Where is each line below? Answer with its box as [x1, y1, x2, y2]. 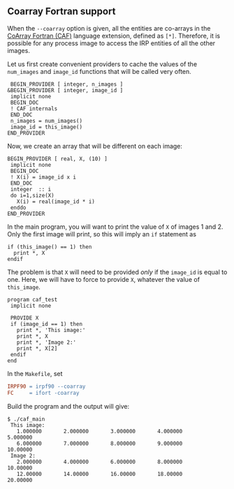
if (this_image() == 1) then [7, 243, 92, 250]
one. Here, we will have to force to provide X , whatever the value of [7, 275, 200, 283]
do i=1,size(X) [10, 192, 54, 199]
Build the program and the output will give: [7, 402, 130, 410]
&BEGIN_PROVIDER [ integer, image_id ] [7, 86, 124, 93]
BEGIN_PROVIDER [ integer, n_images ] [10, 80, 124, 88]
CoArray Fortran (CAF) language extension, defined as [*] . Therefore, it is [7, 31, 221, 40]
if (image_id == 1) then [10, 320, 82, 327]
